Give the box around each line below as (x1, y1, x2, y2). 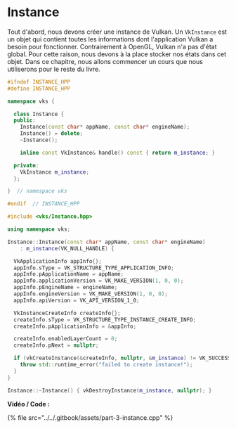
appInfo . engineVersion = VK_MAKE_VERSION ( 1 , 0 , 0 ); (13, 290, 169, 297)
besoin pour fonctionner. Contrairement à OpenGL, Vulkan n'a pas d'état (7, 42, 217, 51)
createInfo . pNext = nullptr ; (13, 342, 99, 349)
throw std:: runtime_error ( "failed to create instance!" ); (20, 361, 193, 369)
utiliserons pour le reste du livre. (7, 65, 100, 73)
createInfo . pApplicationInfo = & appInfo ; (13, 323, 137, 330)
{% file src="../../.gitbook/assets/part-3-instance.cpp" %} (7, 413, 173, 422)
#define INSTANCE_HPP (7, 85, 71, 92)
